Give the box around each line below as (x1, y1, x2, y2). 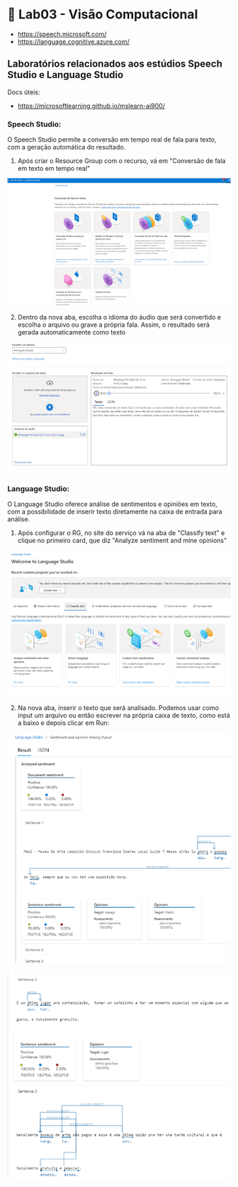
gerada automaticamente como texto (17, 327, 126, 336)
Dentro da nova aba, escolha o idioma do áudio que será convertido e (17, 313, 222, 321)
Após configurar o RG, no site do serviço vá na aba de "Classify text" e (17, 529, 225, 537)
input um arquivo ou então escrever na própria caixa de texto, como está (17, 711, 230, 720)
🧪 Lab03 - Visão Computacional (7, 6, 198, 23)
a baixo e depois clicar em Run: (17, 719, 110, 727)
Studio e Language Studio (7, 69, 124, 81)
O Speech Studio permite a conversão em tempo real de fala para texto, (7, 135, 217, 144)
